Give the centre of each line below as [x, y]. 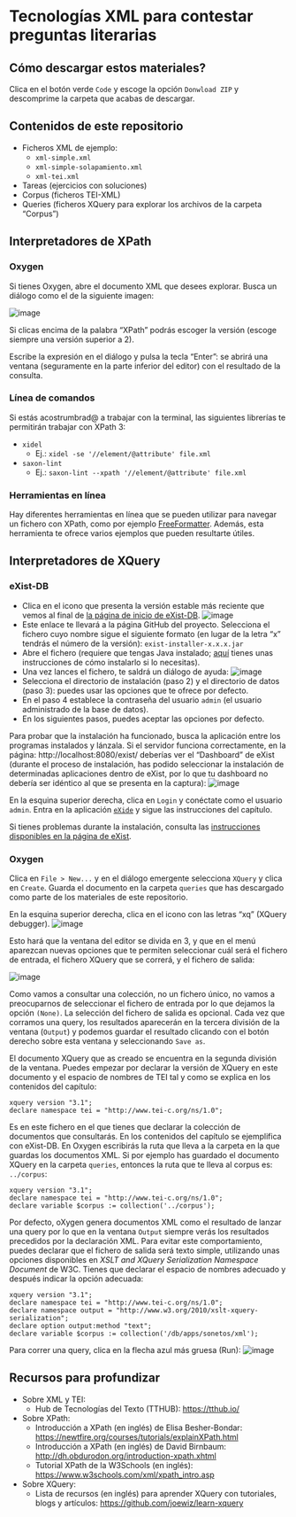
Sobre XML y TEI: [53, 1399]
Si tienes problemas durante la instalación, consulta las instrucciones [135, 827]
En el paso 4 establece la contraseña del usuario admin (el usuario [142, 700]
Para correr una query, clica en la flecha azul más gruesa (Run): [125, 1350]
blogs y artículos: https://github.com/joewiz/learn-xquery [139, 1503]
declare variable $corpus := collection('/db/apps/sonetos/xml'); [134, 1334]
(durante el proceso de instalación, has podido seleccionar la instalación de [147, 764]
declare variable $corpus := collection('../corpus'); [112, 1206]
